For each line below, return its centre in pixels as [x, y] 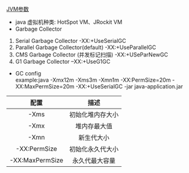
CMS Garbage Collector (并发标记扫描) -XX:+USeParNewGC [92, 55]
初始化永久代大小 [94, 149]
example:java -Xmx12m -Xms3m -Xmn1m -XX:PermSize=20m [93, 80]
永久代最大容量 [94, 160]
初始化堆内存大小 [94, 114]
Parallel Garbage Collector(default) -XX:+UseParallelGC [86, 47]
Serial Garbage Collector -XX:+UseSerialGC [71, 41]
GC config [28, 73]
